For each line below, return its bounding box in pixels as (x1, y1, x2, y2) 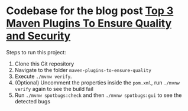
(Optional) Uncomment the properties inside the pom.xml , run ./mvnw (14, 79, 180, 86)
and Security (6, 30, 71, 43)
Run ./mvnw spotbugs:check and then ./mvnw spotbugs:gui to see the (14, 92, 182, 99)
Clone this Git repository (14, 60, 74, 67)
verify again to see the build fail (14, 85, 93, 92)
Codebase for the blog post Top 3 (6, 4, 174, 18)
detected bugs (14, 97, 51, 105)
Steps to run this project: (6, 48, 66, 56)
